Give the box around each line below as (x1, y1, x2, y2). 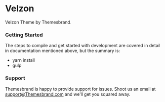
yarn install (12, 57, 35, 63)
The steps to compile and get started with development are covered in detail (5, 43, 161, 49)
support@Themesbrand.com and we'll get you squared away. (5, 91, 131, 97)
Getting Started (5, 31, 43, 38)
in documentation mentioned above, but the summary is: (5, 48, 120, 54)
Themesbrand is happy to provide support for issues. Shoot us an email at (5, 86, 156, 92)
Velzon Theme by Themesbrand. (5, 19, 72, 25)
